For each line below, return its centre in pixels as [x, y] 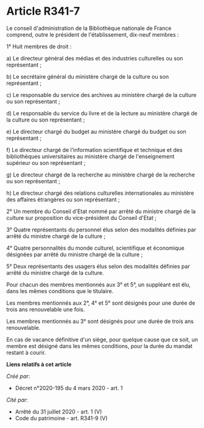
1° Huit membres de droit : [39, 46]
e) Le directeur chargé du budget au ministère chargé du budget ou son [97, 131]
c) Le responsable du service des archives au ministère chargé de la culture [101, 95]
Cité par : [17, 400]
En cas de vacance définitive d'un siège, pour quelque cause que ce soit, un [102, 339]
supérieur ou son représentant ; [46, 162]
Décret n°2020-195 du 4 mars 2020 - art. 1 [69, 388]
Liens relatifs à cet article [39, 364]
